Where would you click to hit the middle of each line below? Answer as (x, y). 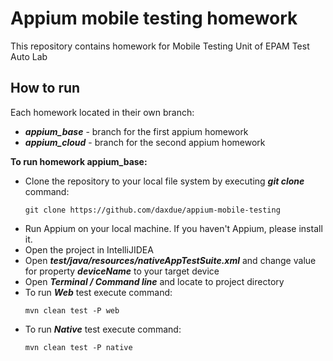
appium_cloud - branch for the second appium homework (145, 142)
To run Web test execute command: (98, 292)
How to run (45, 88)
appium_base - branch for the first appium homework (136, 131)
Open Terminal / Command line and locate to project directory (154, 281)
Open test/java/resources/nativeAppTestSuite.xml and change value (170, 260)
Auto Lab (29, 56)
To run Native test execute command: (103, 329)
